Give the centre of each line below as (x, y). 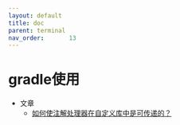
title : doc (26, 23)
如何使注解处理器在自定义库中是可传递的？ (102, 113)
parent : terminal (37, 30)
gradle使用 (44, 80)
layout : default (35, 16)
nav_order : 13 (43, 38)
